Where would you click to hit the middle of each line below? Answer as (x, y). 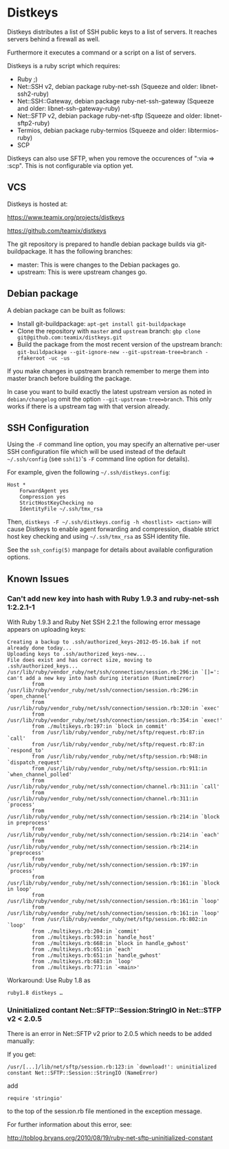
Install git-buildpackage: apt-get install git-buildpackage (101, 323)
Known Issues (38, 579)
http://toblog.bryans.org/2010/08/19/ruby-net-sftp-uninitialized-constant (110, 1138)
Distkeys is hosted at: (37, 204)
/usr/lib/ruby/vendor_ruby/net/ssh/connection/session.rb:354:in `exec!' (115, 721)
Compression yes (43, 497)
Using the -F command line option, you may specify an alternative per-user (113, 444)
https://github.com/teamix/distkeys (57, 230)
